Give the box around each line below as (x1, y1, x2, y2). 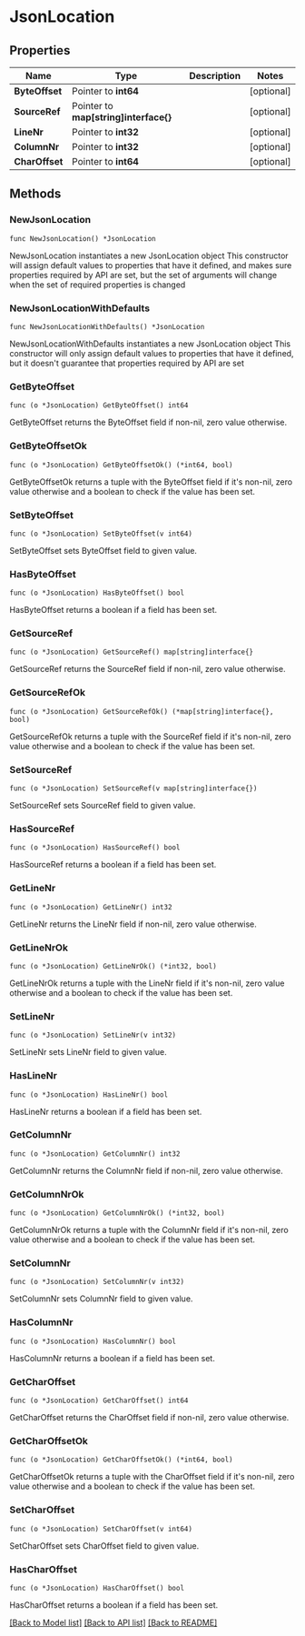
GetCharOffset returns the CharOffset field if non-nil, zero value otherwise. (9, 1412, 290, 1423)
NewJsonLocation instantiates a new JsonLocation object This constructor (9, 250, 289, 261)
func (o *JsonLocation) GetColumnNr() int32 (9, 1149, 181, 1159)
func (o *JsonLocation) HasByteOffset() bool (9, 588, 184, 597)
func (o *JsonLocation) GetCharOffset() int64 (9, 1396, 189, 1406)
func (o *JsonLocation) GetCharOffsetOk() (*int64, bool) (9, 1455, 233, 1465)
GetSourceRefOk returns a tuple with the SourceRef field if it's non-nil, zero (9, 730, 292, 742)
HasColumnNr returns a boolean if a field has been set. (9, 1352, 215, 1363)
